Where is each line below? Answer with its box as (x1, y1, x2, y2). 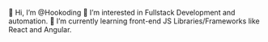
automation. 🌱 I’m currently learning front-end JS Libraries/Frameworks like (8, 16, 261, 26)
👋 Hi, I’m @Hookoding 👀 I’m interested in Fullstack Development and (8, 8, 236, 17)
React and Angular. (8, 25, 72, 34)
